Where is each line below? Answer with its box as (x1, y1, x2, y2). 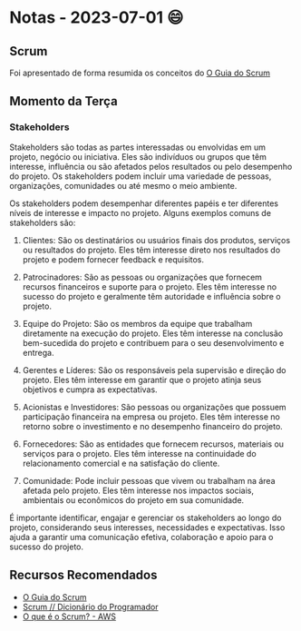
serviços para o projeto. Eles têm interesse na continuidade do (22, 448, 257, 458)
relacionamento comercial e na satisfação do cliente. (22, 458, 220, 468)
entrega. (22, 347, 54, 358)
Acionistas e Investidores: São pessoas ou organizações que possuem (22, 401, 287, 412)
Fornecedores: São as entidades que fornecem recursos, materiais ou (22, 439, 284, 449)
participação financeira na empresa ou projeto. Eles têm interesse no (22, 411, 281, 422)
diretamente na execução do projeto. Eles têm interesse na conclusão (22, 328, 284, 339)
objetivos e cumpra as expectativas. (22, 384, 158, 395)
